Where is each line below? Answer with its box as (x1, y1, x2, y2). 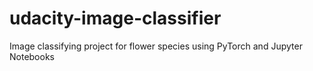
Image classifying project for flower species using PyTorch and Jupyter (9, 40, 303, 52)
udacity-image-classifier (9, 7, 222, 30)
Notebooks (9, 50, 55, 62)
